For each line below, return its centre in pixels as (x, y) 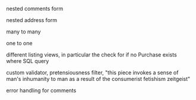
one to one (19, 43)
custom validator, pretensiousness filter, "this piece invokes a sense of (92, 73)
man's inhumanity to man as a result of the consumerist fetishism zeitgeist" (98, 79)
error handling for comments (41, 90)
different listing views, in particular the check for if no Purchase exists (91, 55)
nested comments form (35, 9)
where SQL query (28, 61)
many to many (23, 32)
